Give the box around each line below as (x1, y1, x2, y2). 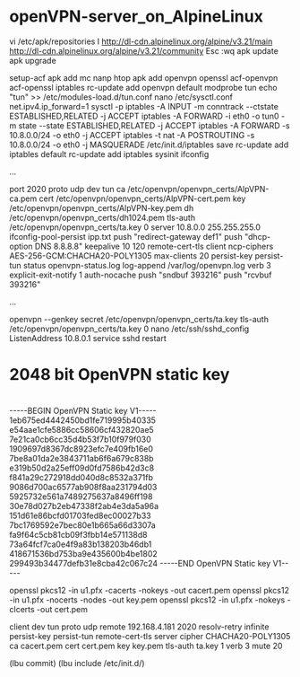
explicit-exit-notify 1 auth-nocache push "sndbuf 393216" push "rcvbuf (9, 269, 272, 280)
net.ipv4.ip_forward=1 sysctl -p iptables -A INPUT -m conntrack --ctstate (9, 101, 279, 111)
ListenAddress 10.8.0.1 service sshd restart (9, 332, 167, 343)
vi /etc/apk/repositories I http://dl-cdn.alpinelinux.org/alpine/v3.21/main (9, 36, 273, 47)
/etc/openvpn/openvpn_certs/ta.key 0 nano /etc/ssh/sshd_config (9, 323, 250, 334)
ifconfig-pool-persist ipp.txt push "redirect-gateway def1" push (9, 231, 244, 242)
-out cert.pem (36, 604, 88, 615)
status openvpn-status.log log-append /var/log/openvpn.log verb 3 (23, 259, 271, 270)
